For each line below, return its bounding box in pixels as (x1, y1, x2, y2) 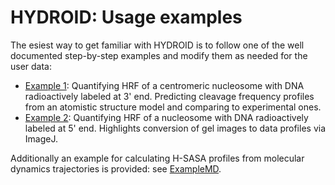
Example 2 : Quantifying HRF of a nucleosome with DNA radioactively (24, 111, 309, 123)
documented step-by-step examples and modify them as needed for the (10, 49, 308, 61)
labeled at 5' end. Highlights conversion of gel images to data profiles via (24, 122, 327, 134)
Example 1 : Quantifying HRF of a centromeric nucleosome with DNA (24, 79, 305, 91)
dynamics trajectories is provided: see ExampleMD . (10, 162, 222, 175)
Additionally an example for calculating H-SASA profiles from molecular (10, 152, 305, 164)
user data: (10, 60, 53, 72)
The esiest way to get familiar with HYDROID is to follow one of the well (10, 39, 305, 51)
